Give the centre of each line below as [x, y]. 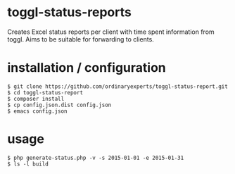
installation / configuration [87, 68]
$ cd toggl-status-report [45, 92]
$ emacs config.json [38, 111]
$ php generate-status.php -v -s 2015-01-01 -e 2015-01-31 [96, 158]
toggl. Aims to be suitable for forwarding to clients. [81, 39]
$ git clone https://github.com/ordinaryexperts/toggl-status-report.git [118, 86]
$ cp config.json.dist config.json [59, 105]
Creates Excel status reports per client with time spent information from [111, 32]
